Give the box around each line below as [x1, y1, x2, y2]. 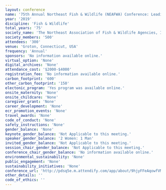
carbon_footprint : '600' [5, 76, 56, 81]
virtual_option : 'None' [5, 58, 54, 63]
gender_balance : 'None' [5, 127, 54, 132]
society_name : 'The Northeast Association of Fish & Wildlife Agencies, [5, 30, 158, 35]
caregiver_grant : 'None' [5, 99, 56, 104]
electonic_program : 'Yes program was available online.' [5, 85, 125, 91]
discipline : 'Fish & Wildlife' [5, 21, 70, 26]
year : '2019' [5, 16, 32, 21]
